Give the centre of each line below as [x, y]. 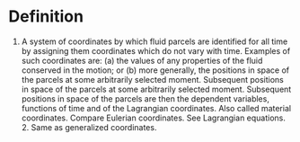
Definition [46, 17]
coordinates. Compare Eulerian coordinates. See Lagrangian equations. [154, 118]
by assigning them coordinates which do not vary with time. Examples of [156, 50]
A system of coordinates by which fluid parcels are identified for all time [154, 41]
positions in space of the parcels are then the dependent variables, [146, 98]
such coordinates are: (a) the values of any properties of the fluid [142, 60]
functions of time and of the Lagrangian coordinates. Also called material [156, 108]
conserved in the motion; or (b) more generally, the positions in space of [155, 70]
